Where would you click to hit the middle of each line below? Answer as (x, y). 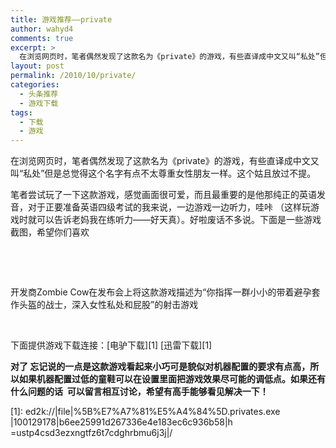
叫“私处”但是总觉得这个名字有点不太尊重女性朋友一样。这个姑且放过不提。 (163, 173)
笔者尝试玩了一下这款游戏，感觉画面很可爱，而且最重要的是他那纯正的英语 (163, 195)
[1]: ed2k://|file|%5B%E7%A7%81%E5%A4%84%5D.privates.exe (145, 412)
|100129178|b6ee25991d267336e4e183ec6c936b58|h (121, 422)
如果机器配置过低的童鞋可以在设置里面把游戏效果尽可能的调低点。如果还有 (172, 379)
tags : (21, 112)
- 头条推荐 (39, 94)
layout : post (37, 66)
